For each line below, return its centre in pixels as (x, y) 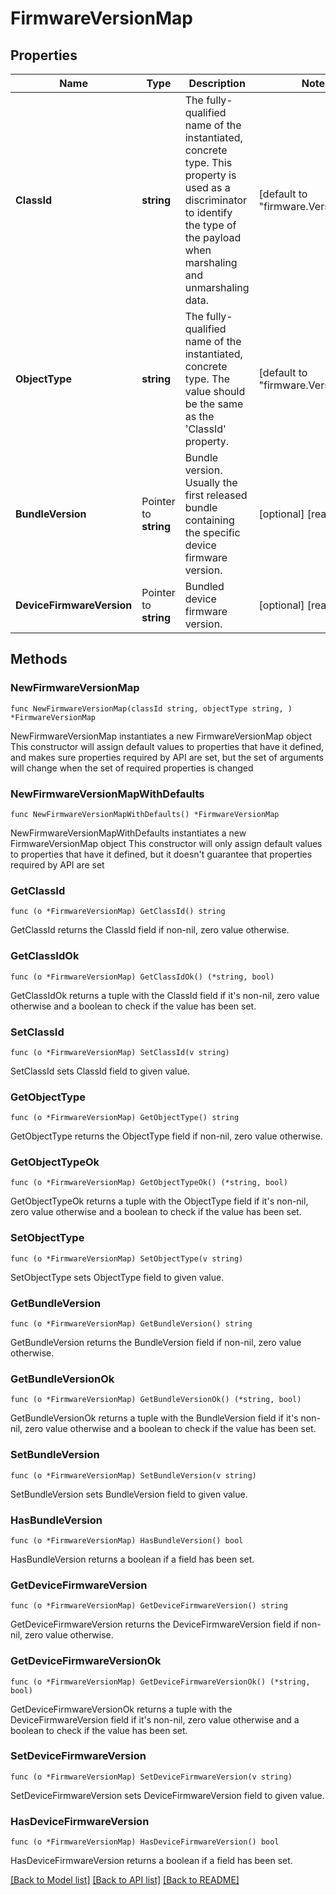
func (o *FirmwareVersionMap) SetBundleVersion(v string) (133, 1475)
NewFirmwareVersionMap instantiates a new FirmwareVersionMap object (161, 736)
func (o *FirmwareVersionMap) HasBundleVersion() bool (127, 1540)
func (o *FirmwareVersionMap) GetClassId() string (118, 912)
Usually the (211, 482)
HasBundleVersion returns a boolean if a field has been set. (132, 1559)
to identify (208, 212)
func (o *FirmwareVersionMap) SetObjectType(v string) (127, 1258)
